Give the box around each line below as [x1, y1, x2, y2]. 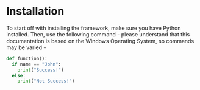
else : [12, 72, 26, 78]
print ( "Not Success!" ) [17, 78, 75, 85]
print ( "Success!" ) [17, 67, 64, 73]
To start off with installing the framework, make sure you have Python [6, 24, 181, 32]
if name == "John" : [12, 61, 62, 67]
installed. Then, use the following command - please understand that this [6, 30, 190, 38]
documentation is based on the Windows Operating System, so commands [6, 37, 195, 44]
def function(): [6, 55, 48, 61]
